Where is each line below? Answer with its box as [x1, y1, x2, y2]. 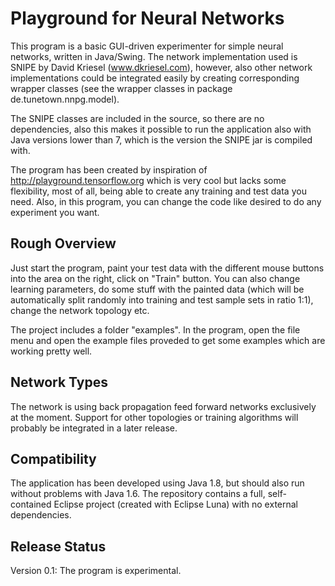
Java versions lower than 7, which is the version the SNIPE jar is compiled [10, 133, 313, 146]
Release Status [10, 538, 107, 555]
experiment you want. [10, 206, 100, 218]
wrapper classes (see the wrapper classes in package [10, 82, 233, 94]
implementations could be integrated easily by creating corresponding [10, 72, 300, 84]
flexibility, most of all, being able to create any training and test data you [10, 185, 307, 197]
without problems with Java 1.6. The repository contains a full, [10, 488, 266, 500]
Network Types [10, 374, 108, 391]
